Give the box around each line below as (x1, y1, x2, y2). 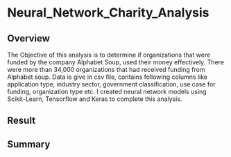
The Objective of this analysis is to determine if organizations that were (7, 50, 211, 59)
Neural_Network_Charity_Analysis (7, 5, 209, 21)
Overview (7, 33, 51, 44)
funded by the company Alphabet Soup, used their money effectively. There (7, 58, 224, 66)
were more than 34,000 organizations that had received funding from (7, 66, 205, 73)
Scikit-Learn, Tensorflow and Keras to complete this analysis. (7, 95, 182, 103)
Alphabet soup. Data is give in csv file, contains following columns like (7, 73, 208, 81)
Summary (7, 138, 51, 150)
